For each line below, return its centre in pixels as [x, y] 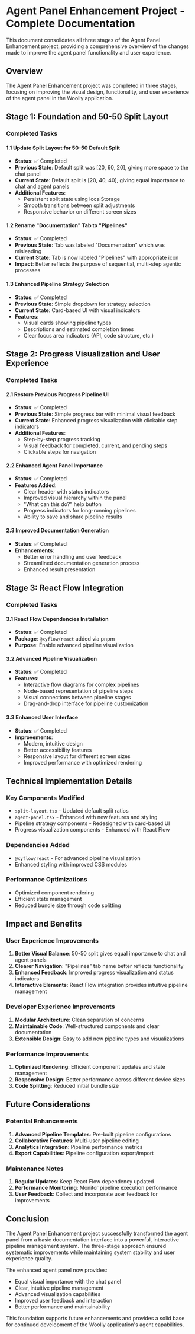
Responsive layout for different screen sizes [77, 756]
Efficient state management [48, 899]
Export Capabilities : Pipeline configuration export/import [84, 1153]
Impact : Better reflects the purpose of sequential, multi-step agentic [98, 264]
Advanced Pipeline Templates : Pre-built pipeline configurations [93, 1134]
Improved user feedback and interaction [64, 1300]
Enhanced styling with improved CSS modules [71, 864]
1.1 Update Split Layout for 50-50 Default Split [63, 148]
